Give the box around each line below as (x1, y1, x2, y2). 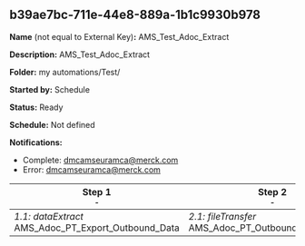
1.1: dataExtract (14, 210, 84, 222)
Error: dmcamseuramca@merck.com (22, 163, 162, 175)
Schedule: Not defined (9, 119, 95, 130)
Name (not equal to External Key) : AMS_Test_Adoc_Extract (9, 31, 230, 42)
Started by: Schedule (9, 84, 91, 94)
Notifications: (9, 136, 63, 148)
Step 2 (258, 185, 288, 198)
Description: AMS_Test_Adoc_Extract (9, 49, 151, 60)
